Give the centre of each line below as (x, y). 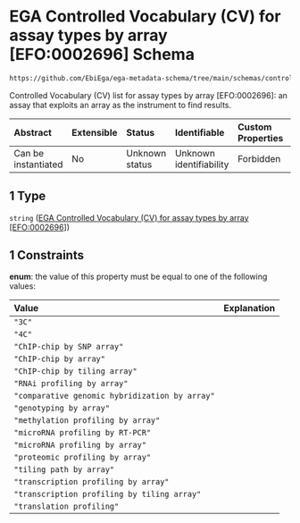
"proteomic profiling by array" (83, 457)
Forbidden (259, 158)
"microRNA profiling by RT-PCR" (83, 433)
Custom (255, 127)
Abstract (33, 132)
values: (22, 286)
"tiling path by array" (64, 470)
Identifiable (200, 132)
